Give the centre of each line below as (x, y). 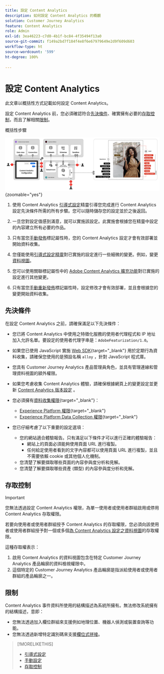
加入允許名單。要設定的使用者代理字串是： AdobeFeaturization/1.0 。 (81, 340)
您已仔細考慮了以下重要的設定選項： (49, 427)
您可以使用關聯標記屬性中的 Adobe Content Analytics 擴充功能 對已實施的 (86, 271)
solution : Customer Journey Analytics (45, 21)
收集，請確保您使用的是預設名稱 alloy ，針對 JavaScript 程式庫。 (82, 357)
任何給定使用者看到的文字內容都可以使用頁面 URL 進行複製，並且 (92, 450)
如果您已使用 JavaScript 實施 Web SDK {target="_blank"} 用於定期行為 (82, 350)
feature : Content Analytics (34, 26)
